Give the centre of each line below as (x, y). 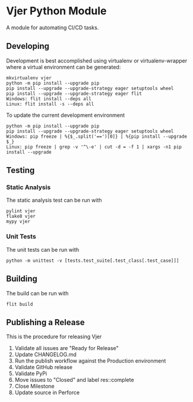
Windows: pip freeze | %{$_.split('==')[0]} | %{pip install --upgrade (96, 136)
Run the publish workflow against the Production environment (90, 361)
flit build (20, 304)
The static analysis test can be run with (54, 200)
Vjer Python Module (56, 11)
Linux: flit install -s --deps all (50, 104)
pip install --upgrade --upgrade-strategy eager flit (74, 94)
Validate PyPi (31, 373)
